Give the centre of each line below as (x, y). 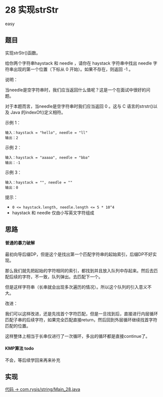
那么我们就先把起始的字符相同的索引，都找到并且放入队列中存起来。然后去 (79, 271)
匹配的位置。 (18, 326)
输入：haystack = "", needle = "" (39, 182)
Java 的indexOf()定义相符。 (38, 112)
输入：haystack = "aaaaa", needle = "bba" (48, 157)
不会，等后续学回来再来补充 (33, 360)
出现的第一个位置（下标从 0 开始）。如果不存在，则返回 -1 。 (73, 69)
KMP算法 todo (19, 348)
